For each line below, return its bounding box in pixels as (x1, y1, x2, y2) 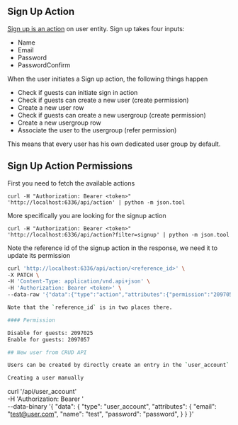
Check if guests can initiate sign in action (17, 88, 138, 96)
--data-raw (7, 291, 40, 298)
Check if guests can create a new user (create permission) (17, 96, 189, 104)
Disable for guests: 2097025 (7, 329, 93, 336)
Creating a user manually (7, 375, 84, 382)
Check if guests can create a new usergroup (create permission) (17, 110, 207, 119)
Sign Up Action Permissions (7, 160, 133, 172)
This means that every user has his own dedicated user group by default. (7, 140, 221, 148)
